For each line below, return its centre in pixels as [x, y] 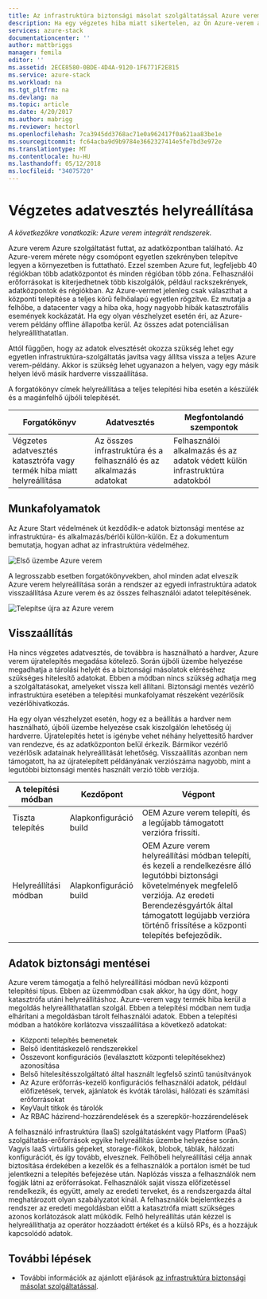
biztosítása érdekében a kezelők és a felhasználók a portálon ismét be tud [129, 1166]
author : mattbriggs [41, 45]
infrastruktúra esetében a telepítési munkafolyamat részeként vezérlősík [126, 695]
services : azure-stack [46, 30]
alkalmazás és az [205, 450]
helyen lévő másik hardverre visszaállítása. [78, 373]
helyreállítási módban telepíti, [197, 855]
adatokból [192, 481]
